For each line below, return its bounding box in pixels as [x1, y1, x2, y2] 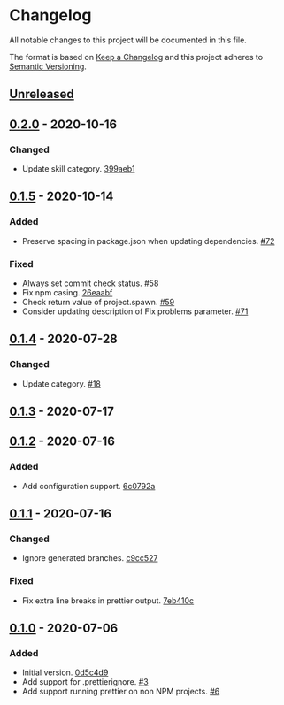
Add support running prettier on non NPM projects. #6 [21, 686, 220, 697]
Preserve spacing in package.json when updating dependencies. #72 [21, 235, 275, 246]
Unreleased [9, 87, 75, 102]
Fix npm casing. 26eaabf [21, 287, 113, 297]
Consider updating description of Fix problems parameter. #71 [21, 306, 249, 317]
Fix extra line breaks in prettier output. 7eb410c [21, 594, 195, 606]
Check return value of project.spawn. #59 [21, 297, 175, 307]
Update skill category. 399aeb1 [21, 164, 135, 174]
